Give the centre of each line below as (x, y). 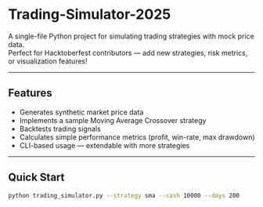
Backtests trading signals (60, 129)
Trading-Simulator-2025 (90, 15)
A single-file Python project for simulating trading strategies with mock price (131, 36)
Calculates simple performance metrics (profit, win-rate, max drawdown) (137, 137)
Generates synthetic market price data (81, 112)
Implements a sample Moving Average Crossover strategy (113, 120)
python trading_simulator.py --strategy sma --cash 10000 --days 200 (124, 195)
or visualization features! (48, 61)
